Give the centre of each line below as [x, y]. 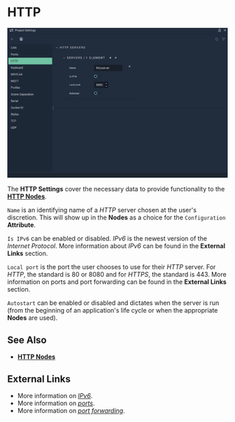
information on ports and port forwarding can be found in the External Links [117, 282]
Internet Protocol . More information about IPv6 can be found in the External [116, 246]
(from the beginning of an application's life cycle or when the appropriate [113, 311]
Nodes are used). [33, 318]
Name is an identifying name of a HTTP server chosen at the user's [102, 210]
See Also [27, 340]
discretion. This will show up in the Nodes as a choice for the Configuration [116, 217]
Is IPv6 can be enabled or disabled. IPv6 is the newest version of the [107, 238]
